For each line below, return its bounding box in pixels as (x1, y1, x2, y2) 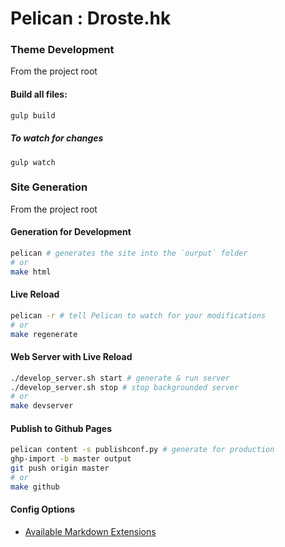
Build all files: (10, 88, 68, 101)
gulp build (10, 110, 56, 121)
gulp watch (10, 157, 56, 167)
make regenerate (10, 329, 78, 339)
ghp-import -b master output (10, 454, 132, 464)
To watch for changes (10, 132, 104, 144)
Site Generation (10, 180, 88, 194)
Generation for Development (10, 226, 132, 238)
